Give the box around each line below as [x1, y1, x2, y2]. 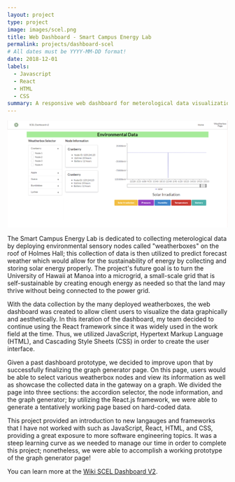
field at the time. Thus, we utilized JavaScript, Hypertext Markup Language [7, 330, 224, 338]
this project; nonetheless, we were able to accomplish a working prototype [7, 446, 222, 455]
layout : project [7, 11, 55, 18]
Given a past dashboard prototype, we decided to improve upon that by [7, 358, 213, 367]
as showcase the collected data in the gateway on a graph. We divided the [7, 380, 222, 389]
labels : [7, 63, 30, 70]
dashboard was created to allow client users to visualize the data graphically [7, 308, 228, 316]
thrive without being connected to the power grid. [7, 287, 150, 295]
